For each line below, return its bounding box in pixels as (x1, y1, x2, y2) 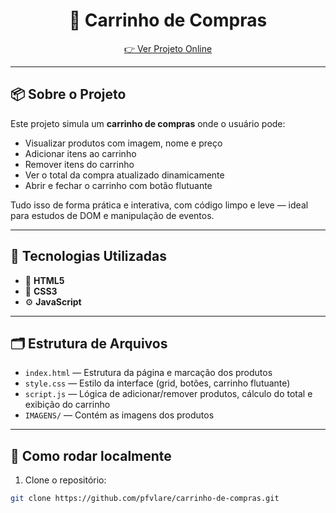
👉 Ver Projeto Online (123, 42, 213, 54)
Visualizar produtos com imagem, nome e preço (24, 137, 223, 149)
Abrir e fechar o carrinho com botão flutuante (24, 179, 213, 191)
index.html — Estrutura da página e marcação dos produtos (24, 367, 273, 379)
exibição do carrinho (24, 399, 111, 411)
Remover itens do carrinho (24, 158, 135, 170)
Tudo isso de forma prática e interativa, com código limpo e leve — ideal (10, 199, 309, 211)
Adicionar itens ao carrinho (24, 147, 137, 159)
